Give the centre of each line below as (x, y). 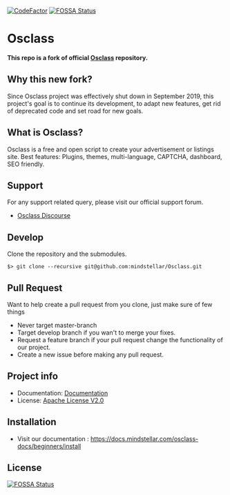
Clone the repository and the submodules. (67, 254)
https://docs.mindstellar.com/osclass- (145, 438)
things (16, 312)
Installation (32, 422)
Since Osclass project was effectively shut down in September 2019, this (111, 96)
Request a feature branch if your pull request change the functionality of (120, 340)
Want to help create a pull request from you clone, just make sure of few (110, 305)
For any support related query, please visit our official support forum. (105, 202)
